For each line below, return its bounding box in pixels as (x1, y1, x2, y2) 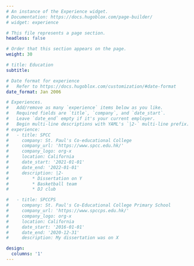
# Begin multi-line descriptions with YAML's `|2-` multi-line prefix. (6, 121, 190, 127)
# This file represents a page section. (6, 30, 106, 36)
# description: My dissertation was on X (6, 235, 119, 241)
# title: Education (6, 62, 54, 68)
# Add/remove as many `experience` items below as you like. (6, 105, 164, 111)
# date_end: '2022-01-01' (6, 164, 80, 170)
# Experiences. (6, 99, 43, 105)
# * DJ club (6, 186, 57, 192)
